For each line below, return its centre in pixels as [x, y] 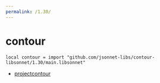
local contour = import [35, 57]
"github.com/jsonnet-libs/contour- [111, 57]
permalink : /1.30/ [28, 12]
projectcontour [32, 73]
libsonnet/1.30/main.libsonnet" [46, 62]
